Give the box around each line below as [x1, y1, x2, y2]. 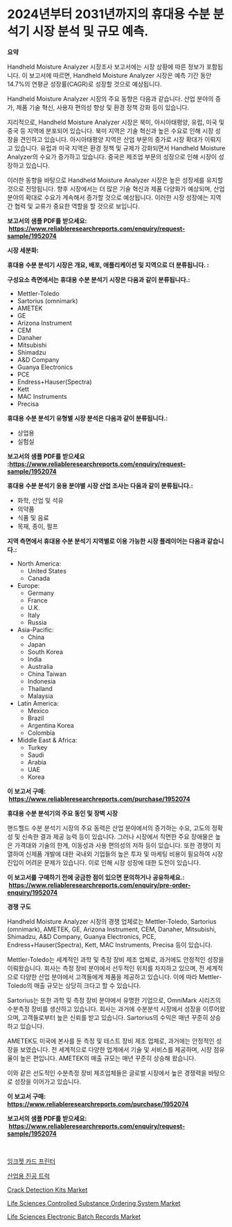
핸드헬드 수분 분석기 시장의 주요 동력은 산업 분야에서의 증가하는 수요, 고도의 [7, 823, 211, 832]
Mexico [27, 706, 49, 715]
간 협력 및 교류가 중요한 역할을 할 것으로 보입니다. [7, 201, 141, 210]
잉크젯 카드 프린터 [7, 1157, 55, 1165]
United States [27, 566, 67, 575]
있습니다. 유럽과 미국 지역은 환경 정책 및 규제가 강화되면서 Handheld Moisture [14, 143, 226, 152]
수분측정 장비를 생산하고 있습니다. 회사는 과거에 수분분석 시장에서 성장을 [7, 1005, 202, 1013]
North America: [17, 559, 61, 568]
